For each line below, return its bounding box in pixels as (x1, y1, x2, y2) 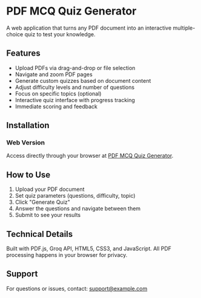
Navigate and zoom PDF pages (15, 71, 93, 78)
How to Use (6, 169, 51, 180)
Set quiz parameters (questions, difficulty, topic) (15, 192, 136, 199)
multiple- (173, 24, 196, 31)
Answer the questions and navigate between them (15, 205, 141, 212)
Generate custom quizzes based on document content (15, 77, 151, 84)
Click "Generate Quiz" (15, 198, 71, 206)
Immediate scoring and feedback (15, 103, 98, 110)
